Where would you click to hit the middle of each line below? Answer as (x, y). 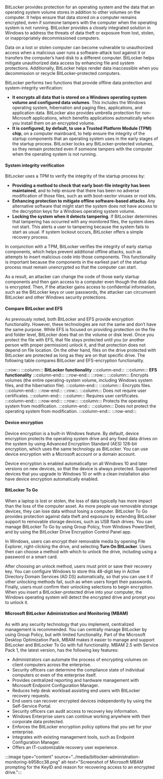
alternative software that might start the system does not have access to (85, 206)
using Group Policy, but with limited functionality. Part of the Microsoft (75, 635)
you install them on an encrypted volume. (54, 123)
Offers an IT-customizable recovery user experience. (65, 747)
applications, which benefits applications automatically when (93, 118)
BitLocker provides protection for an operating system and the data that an (80, 7)
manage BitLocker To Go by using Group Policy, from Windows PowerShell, (81, 527)
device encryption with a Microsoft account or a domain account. (71, 454)
